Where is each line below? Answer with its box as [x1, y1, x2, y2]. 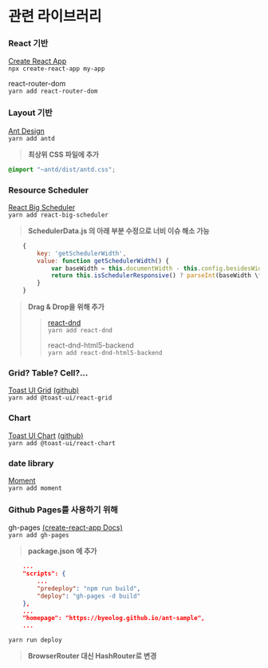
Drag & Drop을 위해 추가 [27, 302, 105, 312]
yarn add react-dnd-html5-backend [47, 349, 163, 357]
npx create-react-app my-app [8, 65, 105, 73]
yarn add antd [8, 134, 56, 142]
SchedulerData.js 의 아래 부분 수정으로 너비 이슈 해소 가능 [27, 225, 210, 236]
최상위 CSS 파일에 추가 [27, 149, 100, 159]
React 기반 [8, 38, 49, 49]
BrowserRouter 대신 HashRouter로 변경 [27, 651, 157, 661]
